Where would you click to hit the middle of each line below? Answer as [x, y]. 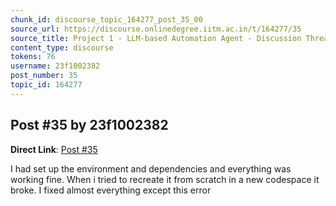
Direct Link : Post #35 [54, 149]
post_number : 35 [44, 76]
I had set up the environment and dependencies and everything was [151, 168]
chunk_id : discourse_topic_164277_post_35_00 [106, 19]
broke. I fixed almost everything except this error [111, 190]
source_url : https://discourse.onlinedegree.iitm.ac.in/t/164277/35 [156, 29]
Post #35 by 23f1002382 [89, 125]
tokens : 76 [33, 57]
